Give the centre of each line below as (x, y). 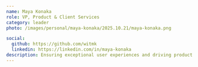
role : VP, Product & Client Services (53, 17)
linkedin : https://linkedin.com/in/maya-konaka (72, 50)
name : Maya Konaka (29, 11)
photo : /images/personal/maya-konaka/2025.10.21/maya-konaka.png (89, 28)
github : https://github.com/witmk (54, 44)
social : (16, 39)
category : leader (28, 22)
